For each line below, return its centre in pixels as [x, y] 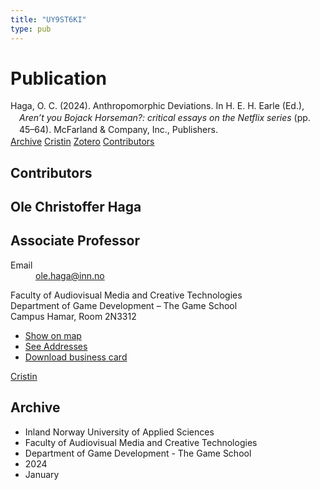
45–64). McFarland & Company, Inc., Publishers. [118, 130]
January [42, 474]
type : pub [31, 29]
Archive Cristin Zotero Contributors [82, 142]
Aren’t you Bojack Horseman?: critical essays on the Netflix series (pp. [165, 118]
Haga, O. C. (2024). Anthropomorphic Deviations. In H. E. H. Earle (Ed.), [157, 106]
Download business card [76, 357]
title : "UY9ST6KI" [48, 19]
